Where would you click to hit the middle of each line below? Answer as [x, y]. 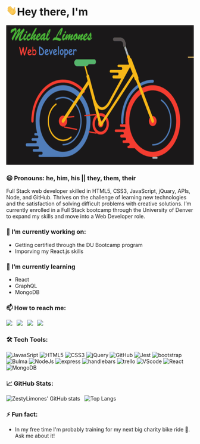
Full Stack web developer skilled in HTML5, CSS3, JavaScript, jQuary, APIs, [98, 191]
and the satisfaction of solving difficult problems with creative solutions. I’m [99, 204]
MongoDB [27, 292]
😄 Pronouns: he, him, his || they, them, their [71, 179]
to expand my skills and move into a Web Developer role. [76, 217]
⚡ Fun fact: [22, 414]
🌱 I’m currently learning [41, 267]
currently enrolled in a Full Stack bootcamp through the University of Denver [100, 210]
